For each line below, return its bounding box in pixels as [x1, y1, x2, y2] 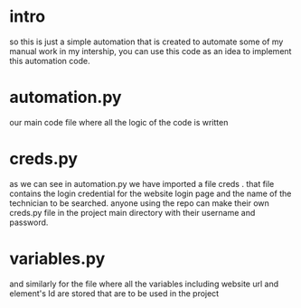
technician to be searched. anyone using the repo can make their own [9, 197, 269, 209]
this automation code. [9, 55, 90, 66]
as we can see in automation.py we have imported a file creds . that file [9, 178, 275, 189]
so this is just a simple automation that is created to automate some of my [9, 36, 284, 47]
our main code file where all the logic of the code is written [9, 117, 229, 127]
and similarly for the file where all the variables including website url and [9, 278, 278, 289]
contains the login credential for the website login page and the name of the [9, 188, 292, 199]
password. [9, 217, 49, 228]
